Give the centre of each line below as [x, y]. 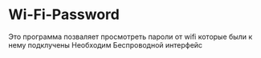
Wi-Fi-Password [64, 15]
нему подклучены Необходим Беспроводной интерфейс [106, 44]
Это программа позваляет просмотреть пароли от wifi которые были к [130, 37]
